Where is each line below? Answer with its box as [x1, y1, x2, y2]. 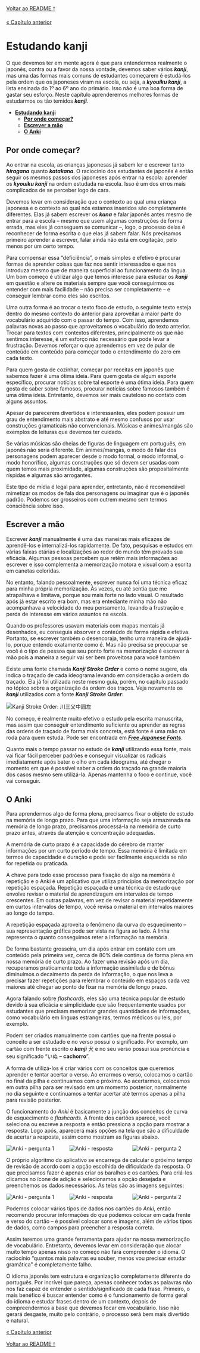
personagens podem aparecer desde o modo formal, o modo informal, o [6, 453, 184, 460]
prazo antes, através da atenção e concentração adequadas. [6, 829, 155, 837]
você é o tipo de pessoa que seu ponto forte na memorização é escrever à [6, 647, 189, 654]
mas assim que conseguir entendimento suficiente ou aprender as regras [6, 721, 186, 728]
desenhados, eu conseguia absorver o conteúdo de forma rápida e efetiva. [6, 628, 190, 635]
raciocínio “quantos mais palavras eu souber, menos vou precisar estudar [6, 1254, 186, 1262]
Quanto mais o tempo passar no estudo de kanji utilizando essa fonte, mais [6, 745, 192, 752]
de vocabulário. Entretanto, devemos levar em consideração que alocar [6, 1242, 182, 1249]
